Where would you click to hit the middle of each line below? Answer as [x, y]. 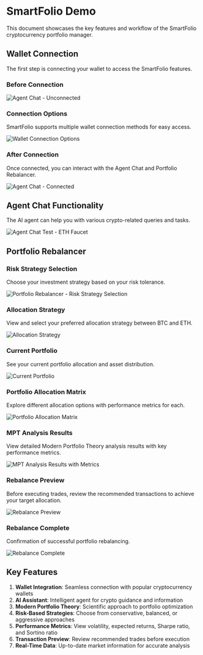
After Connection [33, 155]
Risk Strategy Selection [42, 268]
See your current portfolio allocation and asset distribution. [80, 364]
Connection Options [37, 113]
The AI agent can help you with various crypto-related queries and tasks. [98, 220]
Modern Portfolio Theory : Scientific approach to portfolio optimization [104, 606]
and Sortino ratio [36, 632]
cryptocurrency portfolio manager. [50, 34]
